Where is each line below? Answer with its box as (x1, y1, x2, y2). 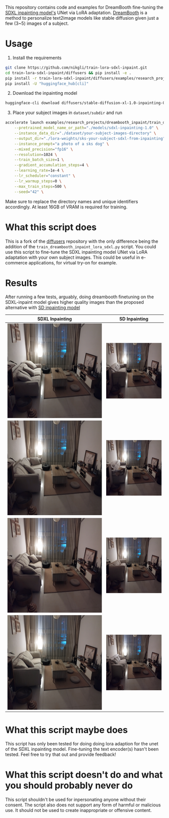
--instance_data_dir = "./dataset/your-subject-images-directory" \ (14, 131, 156, 136)
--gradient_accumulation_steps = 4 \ (14, 162, 89, 168)
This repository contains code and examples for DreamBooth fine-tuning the (5, 5, 163, 10)
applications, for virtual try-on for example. (28, 259, 117, 265)
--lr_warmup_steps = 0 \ (14, 179, 62, 184)
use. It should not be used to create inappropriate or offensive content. (5, 807, 152, 813)
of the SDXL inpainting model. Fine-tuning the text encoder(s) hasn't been (5, 746, 159, 752)
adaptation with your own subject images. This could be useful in (5, 254, 140, 260)
